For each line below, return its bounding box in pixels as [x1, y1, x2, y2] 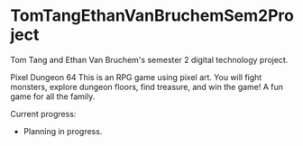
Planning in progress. [23, 125, 103, 136]
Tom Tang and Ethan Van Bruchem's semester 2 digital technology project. [10, 54, 289, 65]
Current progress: [10, 108, 77, 119]
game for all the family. [10, 91, 96, 102]
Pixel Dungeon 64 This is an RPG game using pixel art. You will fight [10, 71, 262, 82]
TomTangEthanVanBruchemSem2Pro [10, 5, 294, 26]
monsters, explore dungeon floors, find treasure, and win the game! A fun [10, 81, 283, 92]
